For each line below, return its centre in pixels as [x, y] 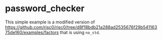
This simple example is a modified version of [50, 22]
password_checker [45, 9]
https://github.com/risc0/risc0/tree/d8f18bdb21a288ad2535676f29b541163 [81, 27]
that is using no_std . [80, 32]
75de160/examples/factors [32, 32]
